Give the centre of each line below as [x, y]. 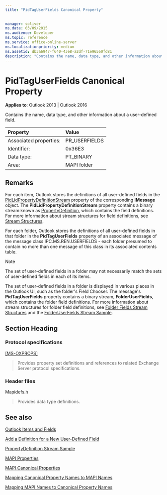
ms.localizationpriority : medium [40, 47]
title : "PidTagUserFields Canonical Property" [54, 10]
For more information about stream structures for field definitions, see [77, 216]
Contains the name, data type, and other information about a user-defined [81, 115]
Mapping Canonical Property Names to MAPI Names [59, 477]
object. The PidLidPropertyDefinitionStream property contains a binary [79, 205]
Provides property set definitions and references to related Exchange [88, 363]
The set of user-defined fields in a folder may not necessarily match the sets [83, 271]
